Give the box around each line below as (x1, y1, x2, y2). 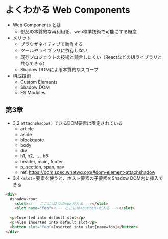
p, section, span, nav (20, 164, 65, 170)
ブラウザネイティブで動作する (20, 41, 83, 47)
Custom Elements (20, 78, 58, 85)
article (20, 125, 34, 132)
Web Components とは (12, 22, 61, 28)
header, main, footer (20, 158, 63, 164)
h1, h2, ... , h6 (20, 153, 49, 159)
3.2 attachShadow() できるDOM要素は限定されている (12, 120, 123, 126)
